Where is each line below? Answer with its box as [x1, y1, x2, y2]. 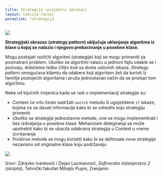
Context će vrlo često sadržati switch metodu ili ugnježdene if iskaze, [12, 99, 156, 105]
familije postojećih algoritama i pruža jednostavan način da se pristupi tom [5, 75, 157, 81]
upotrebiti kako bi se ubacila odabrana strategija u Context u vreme [12, 126, 149, 132]
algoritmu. [5, 80, 26, 87]
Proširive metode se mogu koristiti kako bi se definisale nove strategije [12, 136, 156, 142]
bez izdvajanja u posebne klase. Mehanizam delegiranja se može [12, 121, 145, 127]
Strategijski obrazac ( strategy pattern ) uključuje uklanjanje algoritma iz [5, 39, 155, 45]
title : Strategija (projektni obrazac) [5, 7, 87, 12]
